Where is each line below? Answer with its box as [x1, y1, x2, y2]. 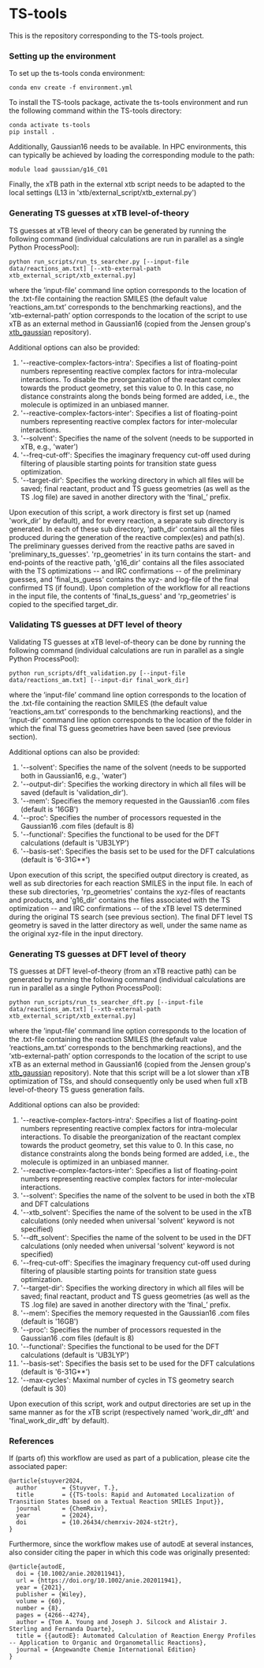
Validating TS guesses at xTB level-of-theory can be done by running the [9, 637, 247, 647]
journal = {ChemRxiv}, [16, 1505, 109, 1512]
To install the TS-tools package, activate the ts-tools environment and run [9, 98, 248, 107]
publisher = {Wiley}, [16, 1591, 87, 1599]
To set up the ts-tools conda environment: [9, 69, 145, 78]
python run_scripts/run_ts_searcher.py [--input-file [9, 257, 190, 265]
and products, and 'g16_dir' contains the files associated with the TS [9, 895, 231, 905]
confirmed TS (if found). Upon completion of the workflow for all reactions [9, 583, 251, 592]
